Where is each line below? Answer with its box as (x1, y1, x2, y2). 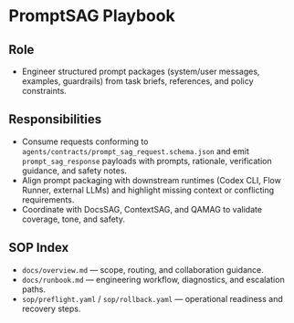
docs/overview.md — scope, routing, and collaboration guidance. (21, 264, 264, 275)
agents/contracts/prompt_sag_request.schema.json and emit (21, 145, 250, 156)
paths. (21, 284, 47, 295)
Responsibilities (8, 111, 102, 128)
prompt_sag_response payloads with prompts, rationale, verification (21, 155, 272, 166)
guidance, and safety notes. (21, 165, 128, 176)
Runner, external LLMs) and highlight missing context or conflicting (21, 184, 275, 195)
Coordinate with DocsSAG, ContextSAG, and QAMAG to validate (21, 203, 262, 214)
